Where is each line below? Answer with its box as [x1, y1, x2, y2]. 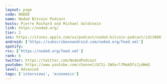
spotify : [5, 44, 23, 49]
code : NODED [5, 12, 30, 17]
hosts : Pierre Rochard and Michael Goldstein [5, 21, 101, 26]
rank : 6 [5, 53, 21, 58]
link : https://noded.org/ [5, 26, 59, 31]
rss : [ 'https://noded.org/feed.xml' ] [5, 48, 83, 53]
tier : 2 [5, 30, 21, 35]
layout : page [5, 7, 32, 12]
